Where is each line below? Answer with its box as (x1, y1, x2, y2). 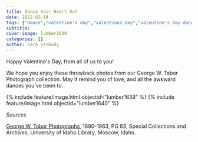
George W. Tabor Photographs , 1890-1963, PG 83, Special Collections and (6, 122, 187, 130)
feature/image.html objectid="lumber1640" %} (6, 99, 119, 106)
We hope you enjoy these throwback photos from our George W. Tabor (6, 69, 179, 76)
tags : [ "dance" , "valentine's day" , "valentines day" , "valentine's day (6, 20, 181, 25)
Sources (6, 111, 27, 118)
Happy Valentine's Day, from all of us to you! (6, 57, 114, 65)
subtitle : (6, 25, 31, 31)
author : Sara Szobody (6, 42, 60, 48)
